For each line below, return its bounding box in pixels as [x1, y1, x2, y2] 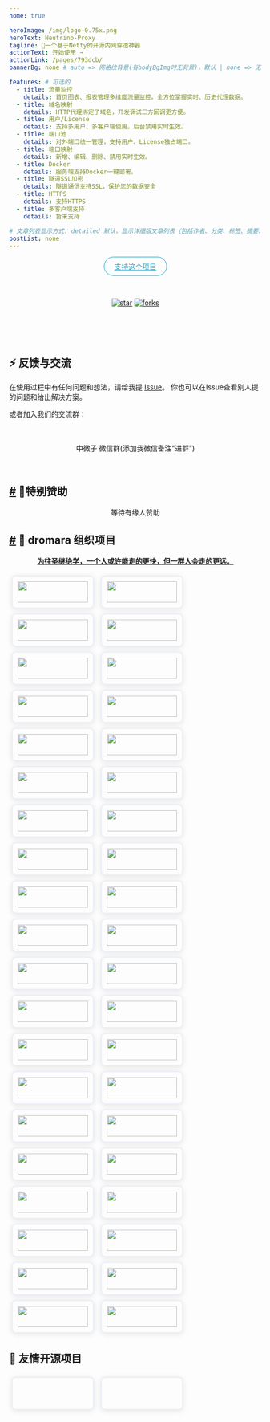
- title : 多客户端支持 [16, 205, 85, 213]
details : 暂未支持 [23, 212, 80, 221]
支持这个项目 [114, 262, 157, 271]
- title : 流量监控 [16, 85, 73, 93]
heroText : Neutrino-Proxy [9, 34, 95, 42]
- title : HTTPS [16, 190, 67, 198]
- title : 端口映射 [16, 145, 73, 153]
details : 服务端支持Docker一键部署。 [23, 168, 137, 176]
